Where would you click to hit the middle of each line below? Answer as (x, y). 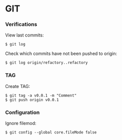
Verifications (21, 24)
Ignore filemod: (21, 123)
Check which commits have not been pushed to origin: (61, 53)
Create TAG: (18, 86)
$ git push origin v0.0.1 (32, 100)
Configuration (22, 112)
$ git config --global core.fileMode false (51, 132)
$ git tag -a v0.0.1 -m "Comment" (41, 95)
